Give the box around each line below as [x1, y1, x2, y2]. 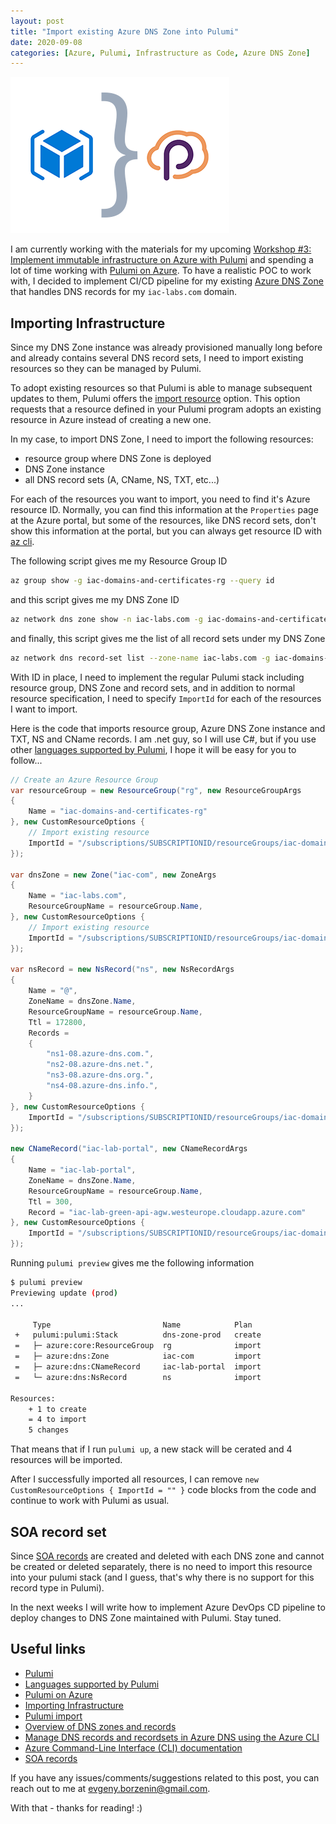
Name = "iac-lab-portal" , [28, 1165, 137, 1175]
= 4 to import [28, 1415, 87, 1425]
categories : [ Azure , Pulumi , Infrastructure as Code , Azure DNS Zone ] [10, 48, 311, 58]
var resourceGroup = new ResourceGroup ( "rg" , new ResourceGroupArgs [10, 785, 302, 795]
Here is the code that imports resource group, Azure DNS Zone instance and [10, 722, 326, 734]
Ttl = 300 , [28, 1196, 74, 1207]
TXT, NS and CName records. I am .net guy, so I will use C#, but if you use [10, 733, 317, 745]
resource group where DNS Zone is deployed [24, 453, 212, 465]
